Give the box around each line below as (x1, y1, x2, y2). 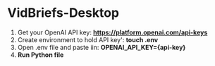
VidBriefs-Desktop (7, 5, 120, 21)
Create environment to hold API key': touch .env (17, 35, 159, 44)
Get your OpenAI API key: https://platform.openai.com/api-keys (17, 28, 208, 37)
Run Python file (17, 51, 64, 59)
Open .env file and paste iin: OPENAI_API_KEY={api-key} (17, 43, 186, 51)
